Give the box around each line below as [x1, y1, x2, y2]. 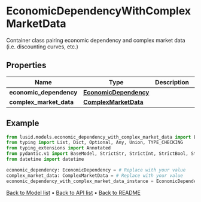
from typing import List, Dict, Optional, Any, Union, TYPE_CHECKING [6, 139, 184, 146]
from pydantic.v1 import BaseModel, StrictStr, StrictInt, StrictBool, [6, 151, 188, 157]
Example [6, 118, 39, 128]
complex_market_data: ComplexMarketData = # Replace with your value [6, 172, 184, 179]
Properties [6, 60, 47, 71]
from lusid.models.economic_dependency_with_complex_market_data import [6, 134, 191, 140]
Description [155, 78, 190, 86]
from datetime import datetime [6, 157, 84, 163]
